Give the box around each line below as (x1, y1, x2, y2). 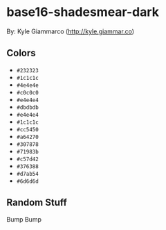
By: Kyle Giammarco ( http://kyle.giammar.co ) (6, 27, 135, 35)
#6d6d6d (16, 178, 39, 185)
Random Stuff (6, 197, 67, 208)
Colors (6, 47, 36, 59)
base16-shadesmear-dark (6, 4, 160, 20)
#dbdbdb (16, 104, 39, 111)
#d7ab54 (16, 170, 39, 177)
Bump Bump (6, 215, 42, 223)
